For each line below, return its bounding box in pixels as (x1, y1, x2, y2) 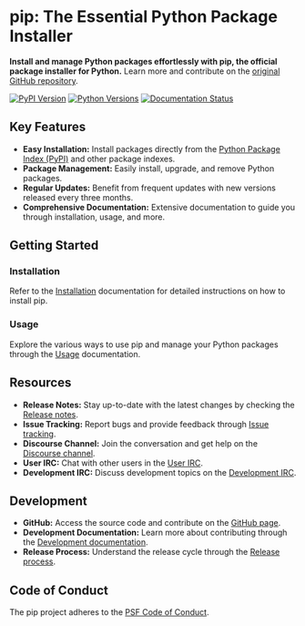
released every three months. (22, 191, 134, 202)
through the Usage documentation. (9, 348, 141, 359)
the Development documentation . (22, 537, 148, 548)
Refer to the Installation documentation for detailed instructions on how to (9, 285, 286, 297)
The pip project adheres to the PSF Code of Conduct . (9, 607, 209, 618)
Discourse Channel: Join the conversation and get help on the (22, 437, 258, 448)
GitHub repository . (9, 75, 79, 86)
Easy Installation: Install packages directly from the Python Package (22, 143, 280, 154)
